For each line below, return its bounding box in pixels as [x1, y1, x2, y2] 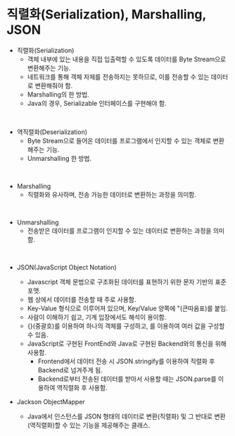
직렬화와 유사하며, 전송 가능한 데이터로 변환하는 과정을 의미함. [27, 190, 196, 198]
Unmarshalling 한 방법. [27, 154, 92, 162]
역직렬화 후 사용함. [56, 383, 108, 392]
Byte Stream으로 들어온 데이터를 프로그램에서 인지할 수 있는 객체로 [27, 136, 212, 145]
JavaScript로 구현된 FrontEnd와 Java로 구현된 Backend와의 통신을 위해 [27, 339, 227, 348]
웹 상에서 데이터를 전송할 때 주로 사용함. [27, 295, 136, 303]
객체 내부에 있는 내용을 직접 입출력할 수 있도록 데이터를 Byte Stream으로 [27, 54, 227, 63]
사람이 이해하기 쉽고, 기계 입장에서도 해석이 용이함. [27, 313, 167, 321]
